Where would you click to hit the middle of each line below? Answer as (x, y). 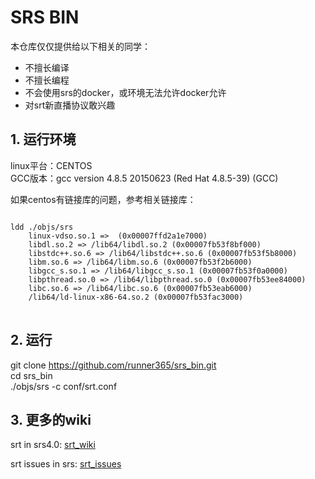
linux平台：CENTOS (51, 165)
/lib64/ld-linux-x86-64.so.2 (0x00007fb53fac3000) (136, 297)
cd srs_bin (31, 375)
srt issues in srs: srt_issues (66, 464)
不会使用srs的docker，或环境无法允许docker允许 (125, 92)
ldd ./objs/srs (42, 227)
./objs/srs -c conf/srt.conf (64, 386)
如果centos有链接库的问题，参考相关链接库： (103, 199)
